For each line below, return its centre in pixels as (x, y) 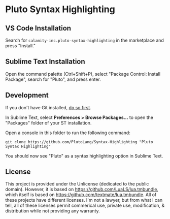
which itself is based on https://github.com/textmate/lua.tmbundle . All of (81, 195)
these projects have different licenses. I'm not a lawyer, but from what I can (84, 200)
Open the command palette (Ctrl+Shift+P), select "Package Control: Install (83, 74)
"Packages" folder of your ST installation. (48, 122)
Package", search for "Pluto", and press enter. (53, 79)
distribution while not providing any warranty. (53, 211)
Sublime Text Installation (45, 62)
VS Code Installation (38, 28)
